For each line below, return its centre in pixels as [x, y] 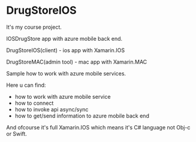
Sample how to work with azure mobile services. [66, 73]
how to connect [34, 103]
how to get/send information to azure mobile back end [82, 116]
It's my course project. [34, 27]
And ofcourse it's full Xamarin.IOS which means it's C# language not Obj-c [98, 127]
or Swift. [16, 134]
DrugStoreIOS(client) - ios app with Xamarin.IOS [65, 50]
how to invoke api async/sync [52, 109]
